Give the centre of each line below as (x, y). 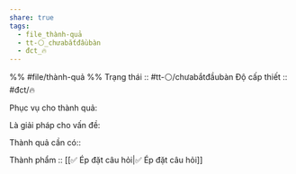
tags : (19, 26)
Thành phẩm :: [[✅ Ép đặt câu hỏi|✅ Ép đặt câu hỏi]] (106, 160)
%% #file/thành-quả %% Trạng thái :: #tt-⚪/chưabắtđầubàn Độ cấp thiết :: (148, 77)
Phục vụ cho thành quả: (54, 108)
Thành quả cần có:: (45, 143)
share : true (31, 17)
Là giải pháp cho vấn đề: (55, 126)
